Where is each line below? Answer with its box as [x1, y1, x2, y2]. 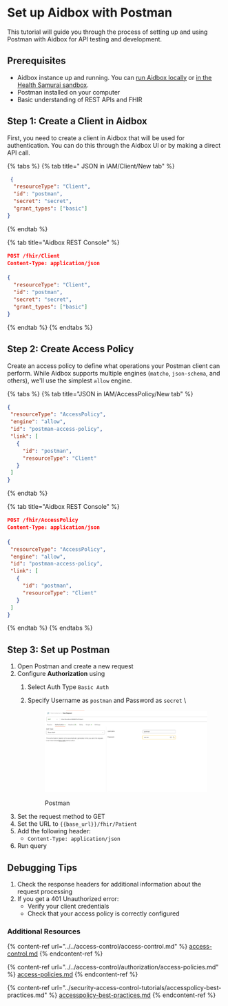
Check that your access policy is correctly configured [27, 909, 180, 918]
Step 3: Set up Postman [7, 644, 110, 655]
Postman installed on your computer [17, 88, 121, 96]
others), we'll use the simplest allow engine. [7, 376, 132, 385]
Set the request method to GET [17, 813, 105, 821]
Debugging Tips [7, 862, 78, 873]
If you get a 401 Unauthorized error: [17, 895, 119, 903]
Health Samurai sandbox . [17, 81, 90, 89]
